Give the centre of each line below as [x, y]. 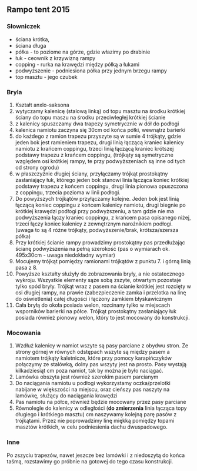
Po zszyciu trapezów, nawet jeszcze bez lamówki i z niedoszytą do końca [96, 455]
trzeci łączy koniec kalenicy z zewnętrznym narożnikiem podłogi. [94, 224]
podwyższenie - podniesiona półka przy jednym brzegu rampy [91, 71]
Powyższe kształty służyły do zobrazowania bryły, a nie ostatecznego [100, 274]
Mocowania [24, 333]
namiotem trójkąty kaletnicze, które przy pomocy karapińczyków [94, 358]
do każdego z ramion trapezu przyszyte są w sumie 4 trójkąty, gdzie [98, 136]
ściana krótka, [32, 39]
